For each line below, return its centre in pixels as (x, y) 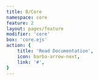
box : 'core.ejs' (27, 40)
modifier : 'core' (28, 34)
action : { (19, 46)
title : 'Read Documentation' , (56, 51)
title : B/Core (24, 12)
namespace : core (27, 17)
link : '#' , (31, 62)
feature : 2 (20, 23)
